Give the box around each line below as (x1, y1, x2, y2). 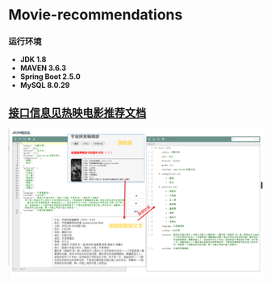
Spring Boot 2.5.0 (19, 72, 81, 81)
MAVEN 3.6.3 (19, 63, 67, 73)
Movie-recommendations (8, 6, 183, 24)
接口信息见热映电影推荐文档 (8, 106, 147, 119)
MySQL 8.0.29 (19, 81, 70, 90)
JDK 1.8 (19, 55, 47, 65)
